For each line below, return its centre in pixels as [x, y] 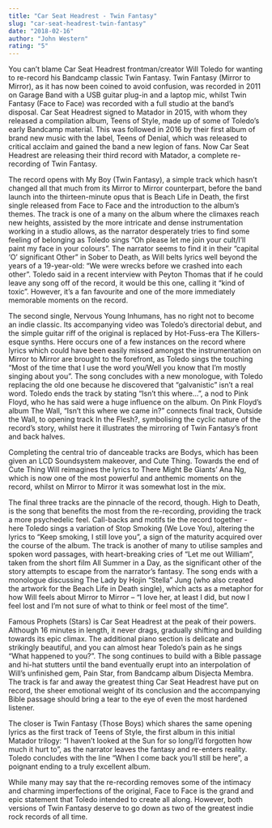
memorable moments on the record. [68, 300]
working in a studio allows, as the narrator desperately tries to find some [129, 231]
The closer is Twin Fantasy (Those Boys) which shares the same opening [130, 723]
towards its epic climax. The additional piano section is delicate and [121, 639]
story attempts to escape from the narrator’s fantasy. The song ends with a [133, 572]
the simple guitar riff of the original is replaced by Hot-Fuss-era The [121, 333]
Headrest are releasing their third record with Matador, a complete [119, 156]
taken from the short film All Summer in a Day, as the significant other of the [135, 563]
